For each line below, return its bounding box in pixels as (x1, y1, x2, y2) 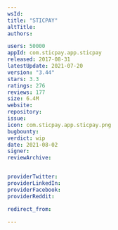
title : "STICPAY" (7, 17, 58, 24)
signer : (7, 147, 30, 155)
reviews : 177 (7, 89, 46, 96)
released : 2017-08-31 (7, 56, 71, 63)
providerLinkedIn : (7, 180, 61, 187)
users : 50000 (7, 43, 46, 50)
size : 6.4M (7, 95, 39, 102)
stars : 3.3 (7, 75, 39, 83)
